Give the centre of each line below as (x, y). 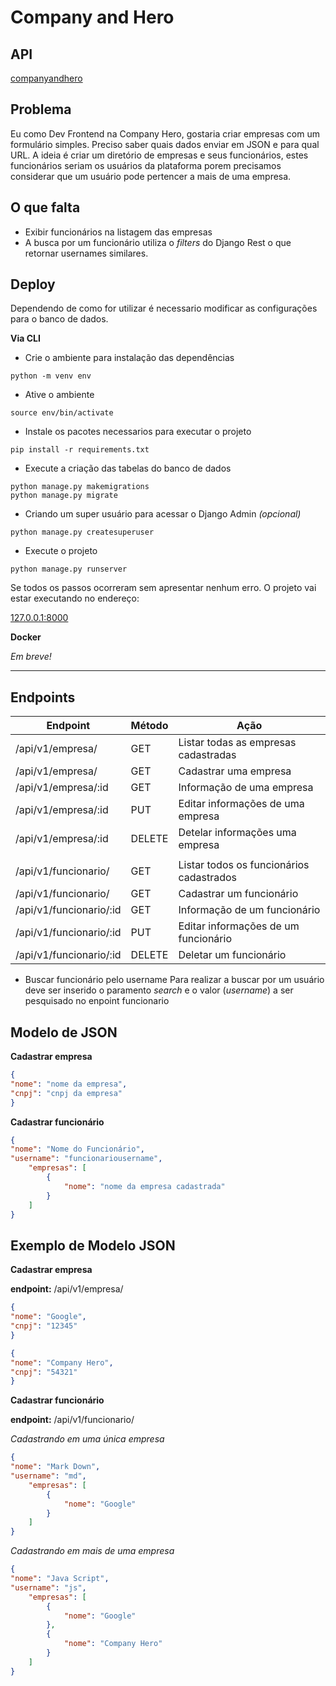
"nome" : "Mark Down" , (55, 1467)
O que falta (45, 207)
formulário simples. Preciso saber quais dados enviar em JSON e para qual (165, 144)
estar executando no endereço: (75, 598)
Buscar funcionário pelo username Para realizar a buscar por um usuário (174, 980)
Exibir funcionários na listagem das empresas (118, 232)
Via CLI (25, 338)
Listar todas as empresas (237, 743)
